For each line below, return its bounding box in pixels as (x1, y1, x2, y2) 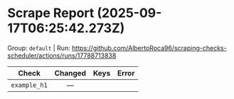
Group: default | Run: (7, 43, 70, 52)
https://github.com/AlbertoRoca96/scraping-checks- (71, 43, 227, 52)
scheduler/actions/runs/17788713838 (7, 51, 117, 60)
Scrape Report (7, 5, 95, 21)
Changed (54, 68, 87, 78)
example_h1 (11, 80, 48, 89)
